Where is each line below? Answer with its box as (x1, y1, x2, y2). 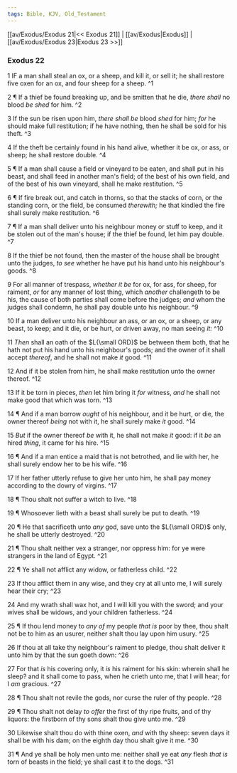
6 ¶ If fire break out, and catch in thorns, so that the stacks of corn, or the (7, 193, 223, 201)
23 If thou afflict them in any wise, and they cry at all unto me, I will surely (7, 579, 222, 587)
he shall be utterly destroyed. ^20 (7, 530, 105, 538)
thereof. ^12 (7, 374, 41, 383)
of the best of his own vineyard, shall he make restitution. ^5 (7, 179, 183, 188)
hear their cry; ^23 (7, 587, 62, 595)
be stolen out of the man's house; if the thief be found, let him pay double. (7, 229, 225, 238)
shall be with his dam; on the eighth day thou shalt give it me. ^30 (7, 736, 199, 745)
